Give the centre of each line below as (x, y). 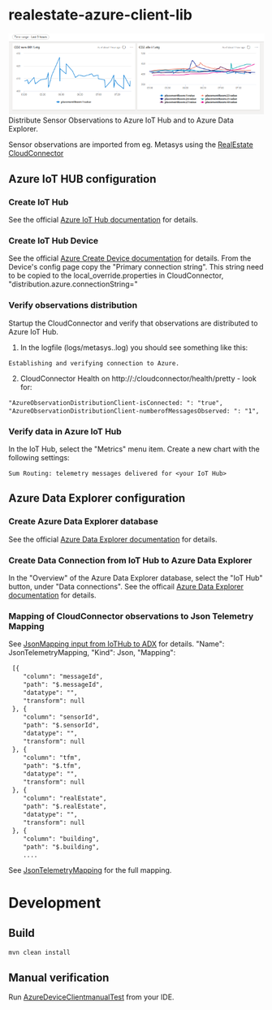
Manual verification (59, 977)
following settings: (39, 457)
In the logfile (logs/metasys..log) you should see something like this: (134, 347)
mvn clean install (39, 953)
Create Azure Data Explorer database (83, 521)
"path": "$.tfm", (52, 766)
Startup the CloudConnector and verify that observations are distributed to (133, 323)
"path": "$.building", (61, 847)
